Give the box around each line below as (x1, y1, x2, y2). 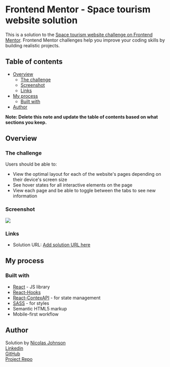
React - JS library (12, 284, 50, 290)
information (12, 193, 37, 199)
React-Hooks (12, 289, 41, 295)
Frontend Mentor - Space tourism (5, 4, 150, 15)
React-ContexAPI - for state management (12, 295, 101, 301)
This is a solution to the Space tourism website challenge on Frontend (5, 31, 153, 38)
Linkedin (5, 345, 24, 351)
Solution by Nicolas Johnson (5, 339, 66, 345)
